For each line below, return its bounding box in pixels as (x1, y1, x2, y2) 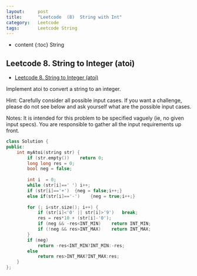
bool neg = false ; (27, 166, 72, 172)
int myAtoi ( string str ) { (16, 149, 81, 155)
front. (6, 127, 19, 134)
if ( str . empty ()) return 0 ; (27, 155, 104, 161)
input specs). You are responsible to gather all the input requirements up (6, 121, 182, 128)
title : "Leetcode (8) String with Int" (6, 14, 122, 20)
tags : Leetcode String (6, 25, 78, 31)
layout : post (6, 8, 49, 15)
